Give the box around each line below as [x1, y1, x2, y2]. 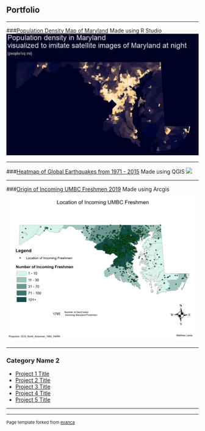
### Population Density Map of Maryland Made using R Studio [6, 27, 162, 34]
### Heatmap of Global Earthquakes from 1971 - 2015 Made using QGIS [6, 168, 185, 175]
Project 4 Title [15, 389, 51, 397]
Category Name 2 [6, 356, 60, 364]
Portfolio [6, 5, 40, 15]
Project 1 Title [15, 370, 50, 378]
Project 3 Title [15, 383, 51, 391]
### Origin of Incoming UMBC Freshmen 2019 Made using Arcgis [6, 185, 170, 193]
